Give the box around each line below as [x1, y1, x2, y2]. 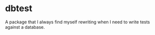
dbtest [5, 3, 32, 14]
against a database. [5, 24, 45, 30]
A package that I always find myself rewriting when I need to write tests [5, 19, 150, 25]
